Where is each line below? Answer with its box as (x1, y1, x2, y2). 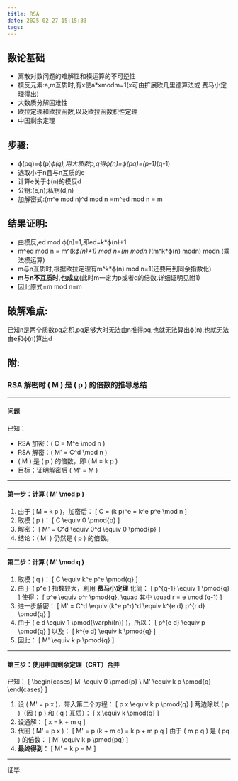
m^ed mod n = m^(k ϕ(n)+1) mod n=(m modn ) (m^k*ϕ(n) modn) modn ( (17, 247, 225, 255)
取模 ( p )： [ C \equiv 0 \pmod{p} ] (17, 516, 120, 524)
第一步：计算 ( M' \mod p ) (7, 490, 85, 498)
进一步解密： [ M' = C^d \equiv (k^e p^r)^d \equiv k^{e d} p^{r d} (17, 601, 205, 610)
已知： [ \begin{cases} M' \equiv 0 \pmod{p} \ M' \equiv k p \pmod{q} (7, 677, 211, 686)
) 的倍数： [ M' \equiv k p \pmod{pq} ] (17, 736, 129, 744)
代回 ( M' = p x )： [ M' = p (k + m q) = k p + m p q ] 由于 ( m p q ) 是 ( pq (17, 726, 230, 736)
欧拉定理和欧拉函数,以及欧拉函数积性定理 (17, 107, 138, 116)
